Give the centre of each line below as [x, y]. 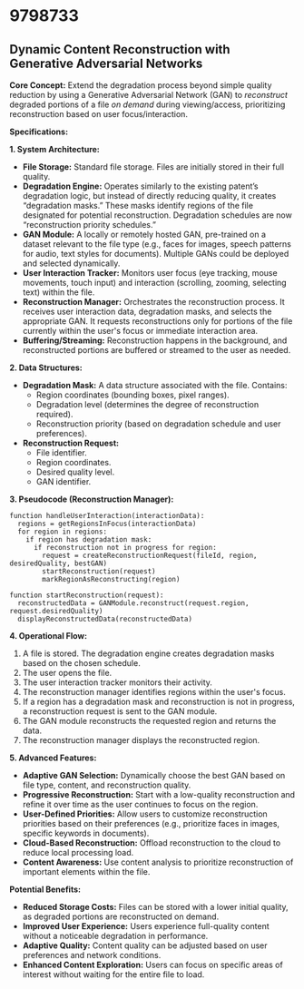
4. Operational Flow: [49, 636]
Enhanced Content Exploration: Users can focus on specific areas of [152, 965]
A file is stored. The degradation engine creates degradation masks [148, 653]
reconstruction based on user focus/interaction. [99, 114]
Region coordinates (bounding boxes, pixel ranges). [132, 395]
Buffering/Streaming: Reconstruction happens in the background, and [155, 340]
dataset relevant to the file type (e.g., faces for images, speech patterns [157, 244]
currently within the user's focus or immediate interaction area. [140, 331]
